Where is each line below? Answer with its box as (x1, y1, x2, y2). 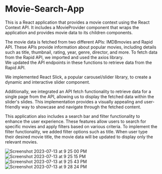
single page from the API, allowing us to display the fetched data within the (5, 93, 154, 100)
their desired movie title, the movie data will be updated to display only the (5, 134, 153, 140)
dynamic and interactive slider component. (5, 79, 90, 85)
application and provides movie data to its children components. (5, 29, 133, 35)
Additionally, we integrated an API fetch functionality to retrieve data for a (5, 88, 151, 94)
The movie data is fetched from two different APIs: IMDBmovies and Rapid (5, 39, 153, 44)
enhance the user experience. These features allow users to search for (5, 118, 147, 124)
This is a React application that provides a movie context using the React (5, 19, 150, 25)
